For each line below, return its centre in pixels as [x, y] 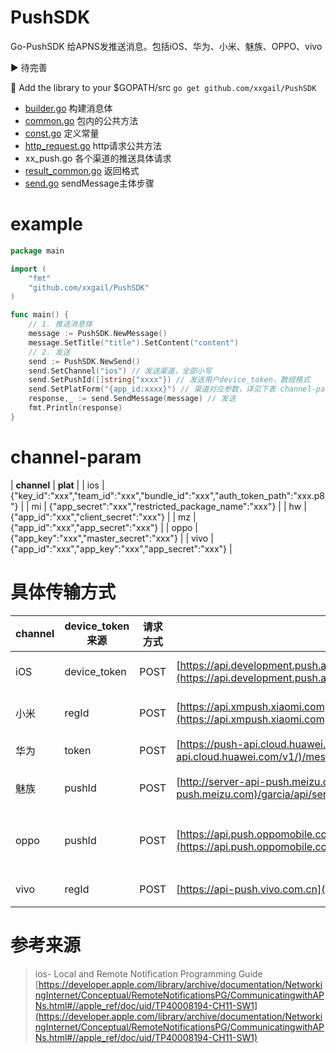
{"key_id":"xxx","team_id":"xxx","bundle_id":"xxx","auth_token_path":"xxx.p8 [168, 495]
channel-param [76, 457]
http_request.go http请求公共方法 [93, 145]
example [47, 224]
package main [37, 251]
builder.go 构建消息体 [68, 108]
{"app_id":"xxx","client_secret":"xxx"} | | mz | [103, 517]
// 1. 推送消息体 [60, 324]
